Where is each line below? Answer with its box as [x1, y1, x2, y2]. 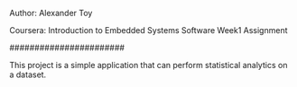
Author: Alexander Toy [9, 8, 93, 18]
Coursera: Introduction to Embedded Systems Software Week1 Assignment [9, 25, 288, 35]
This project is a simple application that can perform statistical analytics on [9, 60, 288, 70]
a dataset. [9, 69, 47, 80]
